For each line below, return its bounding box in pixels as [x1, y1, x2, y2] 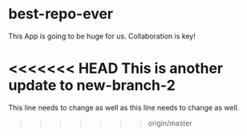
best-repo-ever [8, 5, 114, 23]
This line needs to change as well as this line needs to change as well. [8, 102, 240, 112]
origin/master [148, 118, 192, 128]
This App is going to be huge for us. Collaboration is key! [8, 31, 196, 41]
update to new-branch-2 [8, 77, 176, 94]
